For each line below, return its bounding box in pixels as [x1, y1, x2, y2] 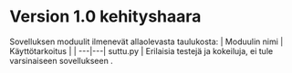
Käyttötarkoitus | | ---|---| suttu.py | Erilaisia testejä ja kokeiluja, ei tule [9, 45, 274, 56]
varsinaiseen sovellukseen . [9, 55, 114, 66]
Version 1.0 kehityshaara [9, 6, 202, 27]
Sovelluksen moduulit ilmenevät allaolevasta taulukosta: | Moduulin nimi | [9, 36, 284, 47]
